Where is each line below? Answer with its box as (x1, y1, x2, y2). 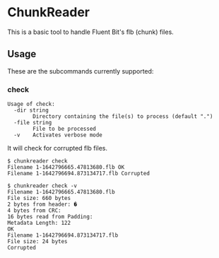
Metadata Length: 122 (7, 220, 71, 227)
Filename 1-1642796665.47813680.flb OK (7, 164, 125, 171)
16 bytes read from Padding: (7, 213, 93, 221)
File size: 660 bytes (7, 195, 71, 202)
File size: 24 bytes (7, 238, 69, 245)
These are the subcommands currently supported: (7, 66, 154, 75)
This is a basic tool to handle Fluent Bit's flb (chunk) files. (7, 28, 174, 36)
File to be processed (32, 125, 97, 133)
